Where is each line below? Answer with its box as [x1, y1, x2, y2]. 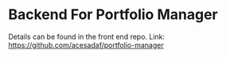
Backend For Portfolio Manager [8, 6, 218, 24]
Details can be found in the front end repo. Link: [8, 32, 166, 41]
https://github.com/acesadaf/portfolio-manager [8, 40, 165, 49]
